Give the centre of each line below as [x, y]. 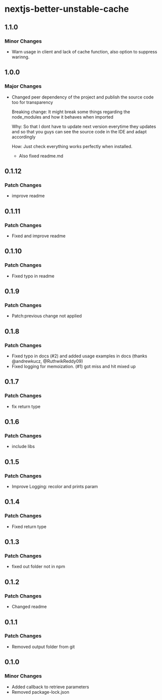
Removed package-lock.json [40, 692]
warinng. [20, 57]
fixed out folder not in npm [38, 567]
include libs [23, 447]
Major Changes [23, 86]
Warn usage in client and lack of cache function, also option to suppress [84, 51]
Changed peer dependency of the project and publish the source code [83, 97]
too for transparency [32, 102]
